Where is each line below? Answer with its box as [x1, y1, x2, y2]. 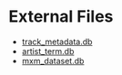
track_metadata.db [21, 36, 93, 47]
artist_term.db [21, 45, 75, 56]
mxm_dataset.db [21, 55, 85, 66]
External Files [8, 6, 114, 27]
